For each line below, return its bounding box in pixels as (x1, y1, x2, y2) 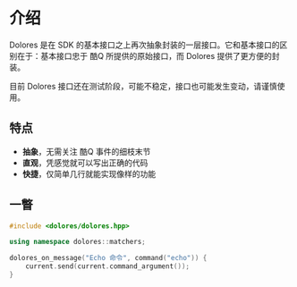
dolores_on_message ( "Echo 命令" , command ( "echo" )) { (9, 254, 208, 263)
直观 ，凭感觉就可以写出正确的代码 (21, 157, 148, 168)
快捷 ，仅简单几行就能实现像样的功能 (21, 168, 157, 179)
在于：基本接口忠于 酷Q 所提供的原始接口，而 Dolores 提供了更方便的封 (16, 50, 280, 61)
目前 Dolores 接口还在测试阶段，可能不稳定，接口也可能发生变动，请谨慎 (9, 80, 277, 91)
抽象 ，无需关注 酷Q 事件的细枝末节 (21, 146, 151, 156)
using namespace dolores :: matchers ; (9, 238, 146, 247)
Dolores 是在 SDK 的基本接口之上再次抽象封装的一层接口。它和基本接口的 (9, 39, 280, 50)
